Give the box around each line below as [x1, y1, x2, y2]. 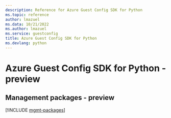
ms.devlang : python [5, 41, 47, 46]
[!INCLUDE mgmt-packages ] [5, 107, 65, 113]
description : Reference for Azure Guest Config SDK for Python [5, 7, 143, 13]
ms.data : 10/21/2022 [5, 21, 50, 27]
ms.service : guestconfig [5, 31, 58, 36]
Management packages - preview [5, 94, 115, 102]
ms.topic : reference [5, 12, 50, 17]
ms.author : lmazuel [5, 26, 47, 32]
